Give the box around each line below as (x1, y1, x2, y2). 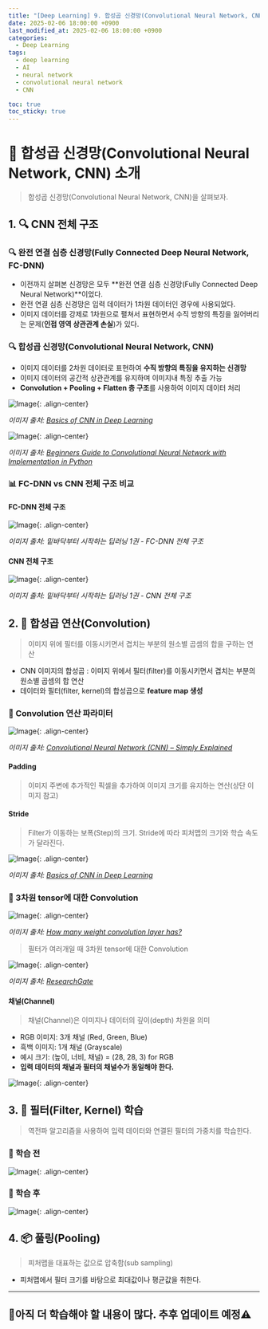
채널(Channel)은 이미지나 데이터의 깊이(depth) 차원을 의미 (27, 1016, 211, 1025)
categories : (8, 33, 48, 42)
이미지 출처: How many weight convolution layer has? (8, 927, 182, 937)
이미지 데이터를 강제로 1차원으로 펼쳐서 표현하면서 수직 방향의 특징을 (19, 309, 232, 319)
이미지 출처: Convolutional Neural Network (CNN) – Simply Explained (8, 743, 233, 753)
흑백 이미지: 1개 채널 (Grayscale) (19, 1042, 123, 1052)
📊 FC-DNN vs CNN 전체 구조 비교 (8, 478, 135, 489)
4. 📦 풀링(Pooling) (8, 1232, 101, 1245)
